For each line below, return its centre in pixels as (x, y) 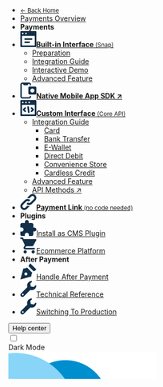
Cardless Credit (70, 173)
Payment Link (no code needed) (84, 207)
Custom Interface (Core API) (81, 113)
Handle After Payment (72, 277)
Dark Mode (27, 347)
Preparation (51, 53)
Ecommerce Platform (70, 251)
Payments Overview (53, 18)
